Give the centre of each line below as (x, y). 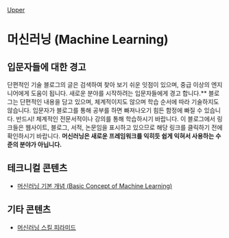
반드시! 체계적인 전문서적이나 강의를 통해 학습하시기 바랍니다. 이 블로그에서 (116, 119)
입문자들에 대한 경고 (47, 67)
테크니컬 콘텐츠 (37, 168)
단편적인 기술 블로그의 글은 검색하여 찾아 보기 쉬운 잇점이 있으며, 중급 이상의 (109, 84)
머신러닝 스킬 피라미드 (47, 227)
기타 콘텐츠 (29, 210)
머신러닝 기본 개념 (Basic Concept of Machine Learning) (95, 186)
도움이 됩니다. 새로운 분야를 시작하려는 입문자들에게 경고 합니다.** (119, 93)
